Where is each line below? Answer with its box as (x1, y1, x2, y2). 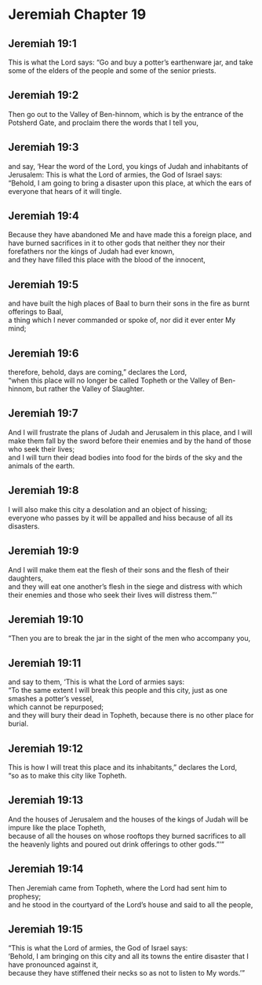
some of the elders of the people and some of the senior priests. (8, 66, 217, 75)
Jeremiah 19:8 (8, 484, 79, 497)
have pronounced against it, (8, 960, 99, 969)
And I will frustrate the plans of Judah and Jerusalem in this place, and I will (8, 427, 253, 437)
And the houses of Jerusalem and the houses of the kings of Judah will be (8, 815, 249, 824)
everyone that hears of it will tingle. (8, 186, 122, 196)
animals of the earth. (8, 461, 75, 471)
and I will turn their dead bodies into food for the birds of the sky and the (8, 452, 243, 462)
